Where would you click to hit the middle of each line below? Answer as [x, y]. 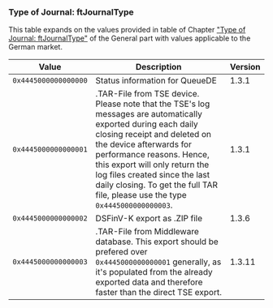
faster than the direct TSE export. [158, 293]
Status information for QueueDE [156, 81]
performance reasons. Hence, [152, 155]
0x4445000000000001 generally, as [158, 262]
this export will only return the [152, 165]
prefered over [121, 252]
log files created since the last [152, 175]
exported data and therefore [149, 282]
